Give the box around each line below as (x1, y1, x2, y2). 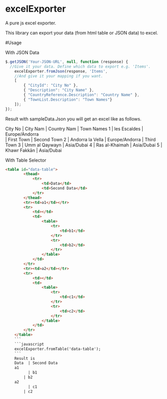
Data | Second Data (14, 360, 58, 366)
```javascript (14, 342, 44, 347)
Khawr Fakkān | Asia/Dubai (5, 147, 62, 153)
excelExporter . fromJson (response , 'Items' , (14, 69, 108, 74)
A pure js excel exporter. (5, 20, 56, 26)
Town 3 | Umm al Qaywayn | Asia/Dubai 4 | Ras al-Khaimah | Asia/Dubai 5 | (5, 142, 162, 148)
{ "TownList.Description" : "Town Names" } (23, 97, 113, 102)
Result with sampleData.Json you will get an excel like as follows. (5, 115, 142, 122)
